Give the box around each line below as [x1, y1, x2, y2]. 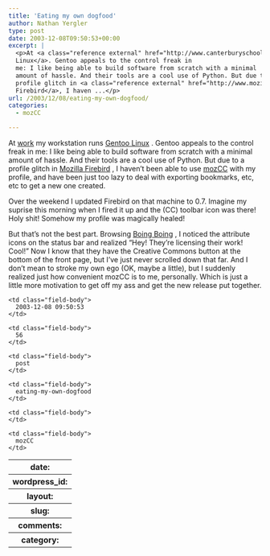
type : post [8, 27, 45, 35]
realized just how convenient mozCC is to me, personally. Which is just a [8, 272, 248, 282]
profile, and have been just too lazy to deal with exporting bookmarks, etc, [8, 172, 255, 182]
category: [21, 534, 59, 546]
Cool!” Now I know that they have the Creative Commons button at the [8, 246, 241, 256]
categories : [8, 101, 48, 109]
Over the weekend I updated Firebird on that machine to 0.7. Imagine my [8, 196, 247, 206]
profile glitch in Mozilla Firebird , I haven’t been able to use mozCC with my [8, 164, 256, 173]
